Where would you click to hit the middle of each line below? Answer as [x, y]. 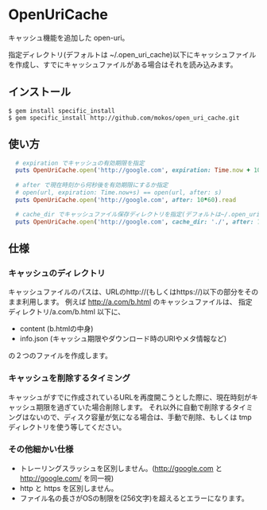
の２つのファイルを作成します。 [60, 356]
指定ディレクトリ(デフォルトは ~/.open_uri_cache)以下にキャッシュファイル [132, 54]
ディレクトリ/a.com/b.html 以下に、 [67, 312]
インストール [40, 92]
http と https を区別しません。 [69, 488]
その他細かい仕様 [41, 450]
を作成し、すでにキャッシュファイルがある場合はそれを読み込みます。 [123, 64]
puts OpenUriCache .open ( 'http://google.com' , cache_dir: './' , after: [135, 222]
